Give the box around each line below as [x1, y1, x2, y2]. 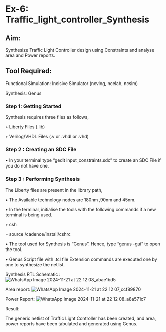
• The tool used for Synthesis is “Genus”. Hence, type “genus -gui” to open [5, 241, 160, 247]
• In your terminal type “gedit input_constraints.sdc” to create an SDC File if [5, 157, 161, 163]
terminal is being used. [5, 212, 53, 218]
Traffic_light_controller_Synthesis [5, 14, 149, 25]
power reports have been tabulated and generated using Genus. [5, 320, 138, 327]
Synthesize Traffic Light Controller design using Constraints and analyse [5, 47, 154, 53]
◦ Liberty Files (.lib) [5, 124, 45, 130]
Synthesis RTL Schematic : [5, 271, 61, 277]
